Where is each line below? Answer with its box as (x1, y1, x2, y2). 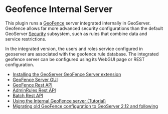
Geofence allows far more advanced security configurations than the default (5, 25, 163, 31)
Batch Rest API (12, 92, 44, 98)
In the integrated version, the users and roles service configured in (5, 45, 143, 51)
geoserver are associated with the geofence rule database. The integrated (5, 51, 159, 57)
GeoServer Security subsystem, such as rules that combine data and (5, 30, 147, 36)
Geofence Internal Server (5, 3, 113, 15)
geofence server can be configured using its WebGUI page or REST (5, 56, 145, 62)
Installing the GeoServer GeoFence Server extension (12, 71, 121, 77)
